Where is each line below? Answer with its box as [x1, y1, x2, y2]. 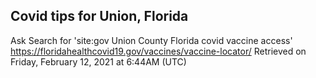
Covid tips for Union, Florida [10, 8, 189, 25]
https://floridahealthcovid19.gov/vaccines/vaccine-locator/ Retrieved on [10, 45, 307, 57]
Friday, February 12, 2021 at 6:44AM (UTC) [10, 55, 187, 68]
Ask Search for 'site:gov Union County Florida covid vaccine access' [10, 34, 293, 46]
